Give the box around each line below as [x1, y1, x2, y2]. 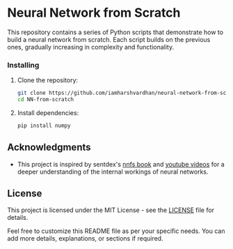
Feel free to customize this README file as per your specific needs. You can [7, 227, 225, 235]
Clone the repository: [17, 76, 79, 84]
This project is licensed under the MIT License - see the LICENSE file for [7, 206, 214, 214]
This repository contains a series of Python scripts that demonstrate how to [7, 28, 224, 36]
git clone [17, 89, 47, 97]
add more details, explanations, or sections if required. [7, 234, 163, 243]
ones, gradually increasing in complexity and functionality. [7, 43, 175, 51]
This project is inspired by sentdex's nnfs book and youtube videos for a [17, 160, 225, 168]
